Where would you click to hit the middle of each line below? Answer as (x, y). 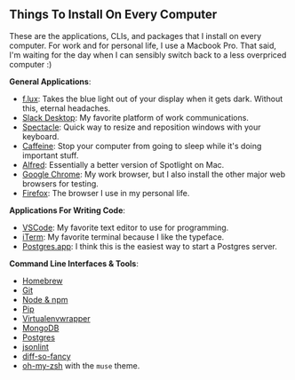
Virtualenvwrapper (56, 318)
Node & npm (45, 299)
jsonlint (35, 346)
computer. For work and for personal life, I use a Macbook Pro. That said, (143, 45)
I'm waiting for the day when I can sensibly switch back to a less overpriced (148, 55)
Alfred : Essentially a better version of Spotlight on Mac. (123, 164)
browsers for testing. (60, 183)
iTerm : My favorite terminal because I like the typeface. (123, 237)
